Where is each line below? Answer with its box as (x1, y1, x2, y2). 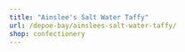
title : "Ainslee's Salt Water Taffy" (9, 12, 149, 22)
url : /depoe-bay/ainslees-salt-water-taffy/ (9, 21, 177, 30)
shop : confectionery (9, 29, 86, 38)
